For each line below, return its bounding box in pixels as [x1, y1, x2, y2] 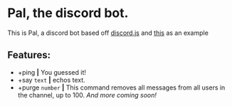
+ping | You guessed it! [17, 68, 87, 76]
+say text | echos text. [17, 75, 85, 84]
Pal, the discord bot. [7, 5, 129, 21]
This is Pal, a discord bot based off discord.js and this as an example [7, 28, 209, 37]
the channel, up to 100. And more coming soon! [17, 90, 157, 99]
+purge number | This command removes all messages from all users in [17, 83, 226, 92]
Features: [7, 49, 51, 61]
